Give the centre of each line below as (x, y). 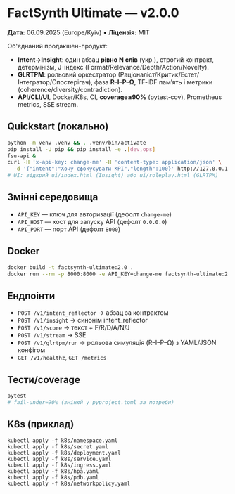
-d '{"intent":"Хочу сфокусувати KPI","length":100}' (94, 169)
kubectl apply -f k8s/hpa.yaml (53, 471)
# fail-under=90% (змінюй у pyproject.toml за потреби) (91, 402)
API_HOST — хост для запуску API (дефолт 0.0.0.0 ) (92, 221)
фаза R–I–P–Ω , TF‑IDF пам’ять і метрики (153, 82)
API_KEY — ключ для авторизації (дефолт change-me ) (95, 214)
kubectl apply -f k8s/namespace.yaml (63, 441)
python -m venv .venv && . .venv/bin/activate (77, 143)
